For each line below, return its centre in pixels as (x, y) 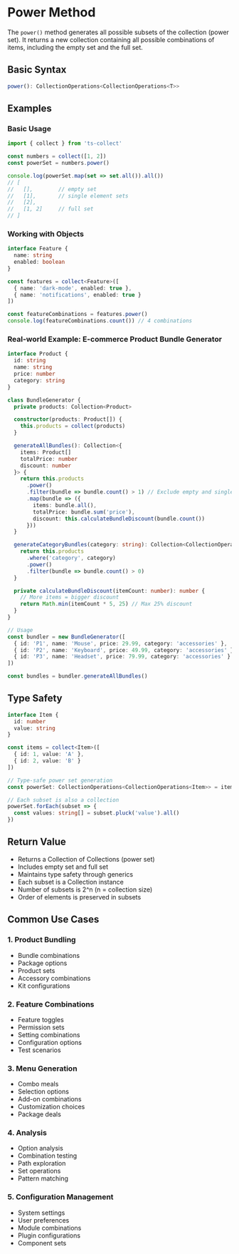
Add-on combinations (49, 1099)
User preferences (43, 1220)
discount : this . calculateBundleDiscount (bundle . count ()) (119, 519)
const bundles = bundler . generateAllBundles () (78, 676)
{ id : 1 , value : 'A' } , (49, 754)
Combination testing (47, 1156)
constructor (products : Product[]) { (68, 419)
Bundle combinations (49, 955)
